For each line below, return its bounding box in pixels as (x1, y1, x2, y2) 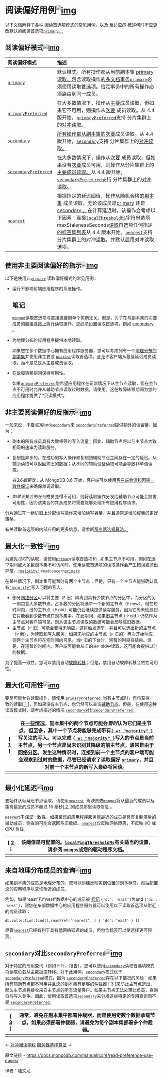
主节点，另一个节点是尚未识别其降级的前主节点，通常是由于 (17, 741, 154, 748)
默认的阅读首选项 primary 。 (9, 28, 63, 34)
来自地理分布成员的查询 (5, 866, 75, 875)
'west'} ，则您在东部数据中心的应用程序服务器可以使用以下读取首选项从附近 (5, 902, 157, 909)
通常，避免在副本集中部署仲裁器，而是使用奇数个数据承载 (19, 1012, 150, 1019)
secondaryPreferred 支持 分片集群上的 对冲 (57, 176, 152, 183)
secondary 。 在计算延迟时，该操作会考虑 (57, 207, 151, 214)
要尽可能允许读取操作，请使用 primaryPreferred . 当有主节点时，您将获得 (5, 695, 150, 701)
